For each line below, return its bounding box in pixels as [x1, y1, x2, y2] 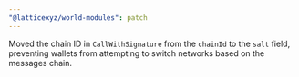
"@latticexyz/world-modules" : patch [8, 13, 148, 23]
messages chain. [8, 57, 72, 68]
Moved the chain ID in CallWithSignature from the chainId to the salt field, [8, 38, 291, 49]
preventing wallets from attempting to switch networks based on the [8, 47, 265, 59]
